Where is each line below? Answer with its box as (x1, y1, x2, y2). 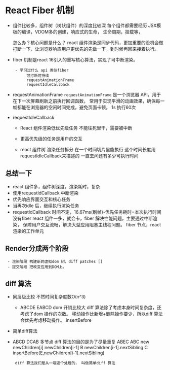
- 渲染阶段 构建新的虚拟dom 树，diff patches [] (7, 259, 103, 264)
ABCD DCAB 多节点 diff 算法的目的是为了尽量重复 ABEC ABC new (12, 339, 150, 345)
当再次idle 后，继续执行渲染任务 (12, 203, 79, 209)
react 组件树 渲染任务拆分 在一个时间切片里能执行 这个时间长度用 (20, 146, 156, 152)
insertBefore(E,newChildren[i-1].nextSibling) (12, 350, 105, 356)
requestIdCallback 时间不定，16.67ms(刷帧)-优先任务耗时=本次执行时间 (12, 209, 162, 215)
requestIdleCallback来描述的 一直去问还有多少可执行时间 (20, 153, 139, 159)
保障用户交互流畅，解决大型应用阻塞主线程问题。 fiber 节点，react (22, 221, 161, 227)
